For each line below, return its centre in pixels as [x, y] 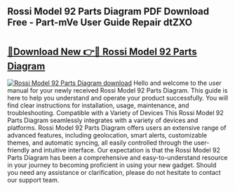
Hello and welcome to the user [177, 83]
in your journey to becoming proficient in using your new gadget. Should [112, 165]
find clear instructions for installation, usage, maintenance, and [98, 105]
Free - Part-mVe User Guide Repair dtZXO [100, 23]
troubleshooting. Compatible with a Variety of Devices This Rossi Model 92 [115, 113]
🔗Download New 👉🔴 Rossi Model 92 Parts [102, 52]
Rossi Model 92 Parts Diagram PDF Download [108, 12]
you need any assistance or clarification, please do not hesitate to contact [114, 172]
